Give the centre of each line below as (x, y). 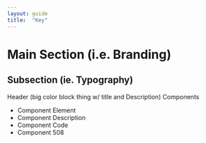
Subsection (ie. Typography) (70, 80)
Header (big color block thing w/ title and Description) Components (103, 96)
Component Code (43, 125)
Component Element (46, 110)
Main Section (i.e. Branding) (89, 54)
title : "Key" (28, 20)
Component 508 (41, 132)
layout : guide (28, 14)
